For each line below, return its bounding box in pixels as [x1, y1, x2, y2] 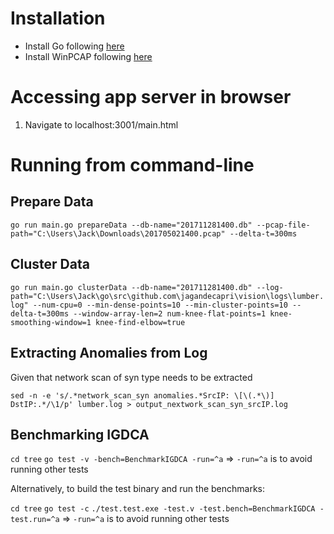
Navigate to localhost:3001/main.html [24, 118, 179, 131]
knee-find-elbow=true [95, 317, 186, 327]
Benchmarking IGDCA [10, 426, 150, 443]
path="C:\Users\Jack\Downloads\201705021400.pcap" [10, 228, 226, 239]
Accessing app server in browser [10, 86, 292, 109]
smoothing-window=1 [10, 317, 92, 327]
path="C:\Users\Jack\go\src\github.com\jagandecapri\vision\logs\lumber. [10, 291, 325, 301]
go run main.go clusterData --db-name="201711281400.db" [10, 282, 253, 292]
